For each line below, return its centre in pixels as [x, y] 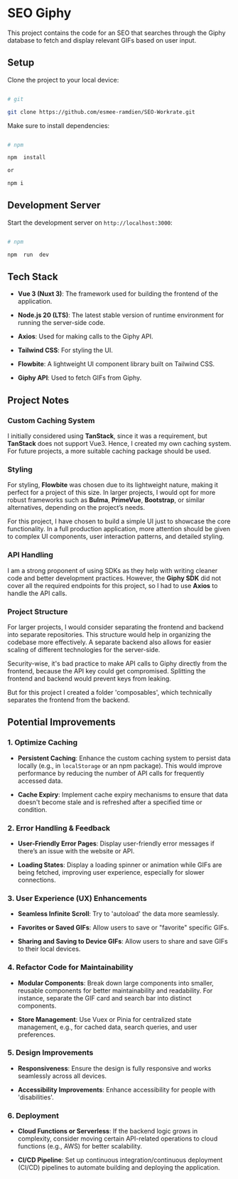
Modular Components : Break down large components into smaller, [116, 983]
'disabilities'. [36, 1097]
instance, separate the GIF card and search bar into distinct [104, 998]
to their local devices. [49, 949]
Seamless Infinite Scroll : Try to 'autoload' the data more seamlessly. [118, 914]
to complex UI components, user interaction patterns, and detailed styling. [116, 537]
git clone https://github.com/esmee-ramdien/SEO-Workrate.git [101, 112]
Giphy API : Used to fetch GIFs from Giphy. [80, 378]
